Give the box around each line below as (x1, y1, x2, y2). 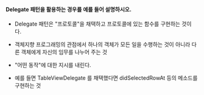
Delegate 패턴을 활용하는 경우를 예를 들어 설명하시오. (5, 5, 132, 13)
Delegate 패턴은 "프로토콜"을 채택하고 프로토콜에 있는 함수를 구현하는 (14, 20, 181, 27)
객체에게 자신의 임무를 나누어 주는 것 (21, 49, 108, 56)
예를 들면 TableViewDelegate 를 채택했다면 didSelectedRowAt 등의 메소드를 (14, 74, 198, 82)
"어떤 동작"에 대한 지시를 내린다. (14, 62, 92, 69)
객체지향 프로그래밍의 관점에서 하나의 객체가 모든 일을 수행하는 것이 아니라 (14, 41, 191, 48)
